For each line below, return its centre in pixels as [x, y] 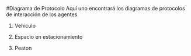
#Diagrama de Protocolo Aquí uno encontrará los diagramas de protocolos [95, 8]
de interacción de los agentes [42, 14]
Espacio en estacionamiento [48, 37]
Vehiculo [25, 26]
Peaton [23, 48]
